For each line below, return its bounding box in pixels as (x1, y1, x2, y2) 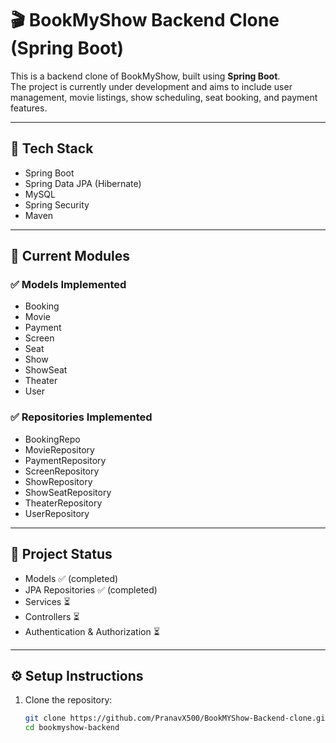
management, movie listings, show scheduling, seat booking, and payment (10, 91, 318, 103)
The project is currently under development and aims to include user (10, 80, 293, 92)
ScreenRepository (24, 465, 100, 477)
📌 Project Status (10, 546, 113, 563)
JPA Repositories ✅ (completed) (24, 583, 158, 596)
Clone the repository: (24, 694, 113, 706)
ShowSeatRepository (24, 486, 112, 498)
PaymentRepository (24, 454, 107, 466)
